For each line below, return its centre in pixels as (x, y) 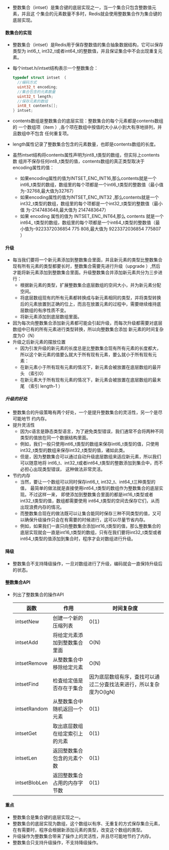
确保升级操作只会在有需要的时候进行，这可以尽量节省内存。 (86, 520)
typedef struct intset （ (39, 78)
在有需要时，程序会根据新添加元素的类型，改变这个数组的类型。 (78, 830)
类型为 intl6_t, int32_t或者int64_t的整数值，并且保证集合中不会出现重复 (85, 51)
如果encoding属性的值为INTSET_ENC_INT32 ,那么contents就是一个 (90, 197)
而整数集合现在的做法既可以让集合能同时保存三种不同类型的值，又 (88, 513)
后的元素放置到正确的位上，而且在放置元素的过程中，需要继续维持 (88, 304)
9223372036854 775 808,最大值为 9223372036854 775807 (98, 229)
